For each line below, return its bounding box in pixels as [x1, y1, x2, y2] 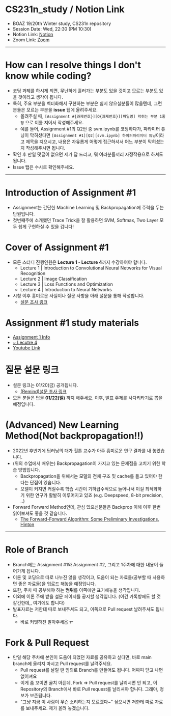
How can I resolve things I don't [5, 60, 141, 71]
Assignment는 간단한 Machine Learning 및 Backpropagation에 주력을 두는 [12, 204, 164, 210]
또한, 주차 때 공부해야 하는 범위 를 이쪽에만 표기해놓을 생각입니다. [12, 587, 141, 593]
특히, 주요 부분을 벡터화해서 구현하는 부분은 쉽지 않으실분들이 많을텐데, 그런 [12, 100, 162, 106]
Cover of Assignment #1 [5, 242, 109, 253]
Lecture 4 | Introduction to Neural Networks [20, 286, 112, 292]
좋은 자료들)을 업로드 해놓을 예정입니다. [18, 581, 96, 587]
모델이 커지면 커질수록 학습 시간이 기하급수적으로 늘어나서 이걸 [20, 485, 144, 492]
